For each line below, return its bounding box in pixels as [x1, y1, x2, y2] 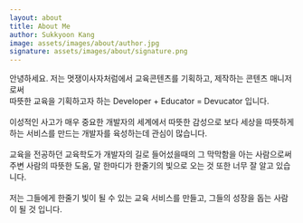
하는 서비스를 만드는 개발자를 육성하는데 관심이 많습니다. [9, 128, 208, 139]
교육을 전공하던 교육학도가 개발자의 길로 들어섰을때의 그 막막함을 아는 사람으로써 [9, 149, 292, 160]
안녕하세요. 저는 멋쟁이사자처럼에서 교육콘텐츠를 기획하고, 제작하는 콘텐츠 [9, 73, 269, 84]
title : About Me [9, 22, 71, 31]
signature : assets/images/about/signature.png [9, 47, 188, 56]
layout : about [9, 13, 63, 23]
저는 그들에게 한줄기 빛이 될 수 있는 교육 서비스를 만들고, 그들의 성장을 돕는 [9, 192, 272, 204]
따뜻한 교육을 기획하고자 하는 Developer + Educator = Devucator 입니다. [9, 96, 270, 107]
